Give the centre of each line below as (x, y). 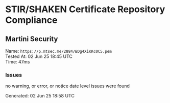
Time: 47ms (18, 62)
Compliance (31, 20)
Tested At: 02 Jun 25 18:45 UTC (39, 56)
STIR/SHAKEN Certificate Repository (85, 9)
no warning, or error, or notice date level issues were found (68, 86)
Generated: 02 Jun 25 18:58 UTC (40, 96)
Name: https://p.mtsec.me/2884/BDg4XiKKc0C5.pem (59, 51)
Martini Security (32, 39)
